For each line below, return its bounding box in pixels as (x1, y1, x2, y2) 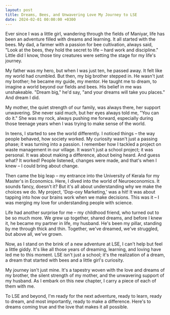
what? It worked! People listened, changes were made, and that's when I (5, 157, 157, 164)
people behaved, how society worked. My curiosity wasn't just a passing (5, 136, 158, 142)
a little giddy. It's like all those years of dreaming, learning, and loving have (5, 246, 161, 253)
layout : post (5, 7, 33, 13)
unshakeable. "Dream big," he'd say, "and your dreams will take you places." (5, 89, 165, 96)
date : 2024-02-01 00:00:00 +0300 (5, 17, 76, 22)
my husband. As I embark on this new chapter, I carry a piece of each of (5, 278, 156, 284)
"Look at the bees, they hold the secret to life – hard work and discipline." (5, 47, 159, 53)
